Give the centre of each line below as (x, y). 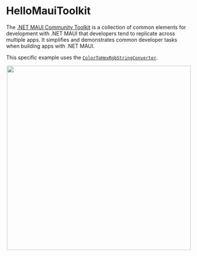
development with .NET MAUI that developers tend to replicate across (91, 33)
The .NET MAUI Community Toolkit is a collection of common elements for (96, 27)
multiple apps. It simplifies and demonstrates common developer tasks (92, 40)
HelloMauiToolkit (49, 11)
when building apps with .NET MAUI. (51, 46)
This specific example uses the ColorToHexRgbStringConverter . (82, 57)
